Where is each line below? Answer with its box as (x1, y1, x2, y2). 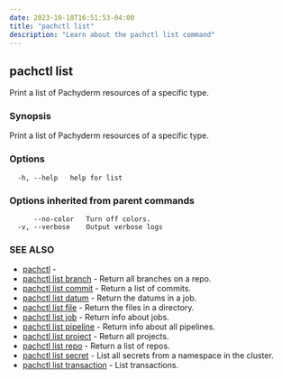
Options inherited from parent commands (9, 194, 196, 207)
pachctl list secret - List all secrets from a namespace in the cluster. (22, 350, 275, 361)
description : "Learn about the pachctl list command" (9, 30, 216, 39)
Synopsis (9, 110, 51, 123)
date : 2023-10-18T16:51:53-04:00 (9, 13, 135, 23)
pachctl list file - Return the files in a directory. (22, 302, 195, 313)
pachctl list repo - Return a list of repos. (22, 340, 170, 352)
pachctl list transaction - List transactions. (22, 360, 178, 371)
